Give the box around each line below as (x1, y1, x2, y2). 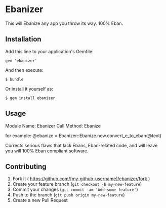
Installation (5, 35, 41, 44)
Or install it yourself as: (5, 86, 53, 92)
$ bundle (5, 77, 24, 82)
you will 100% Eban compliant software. (5, 148, 89, 154)
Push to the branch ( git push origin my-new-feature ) (12, 192, 125, 198)
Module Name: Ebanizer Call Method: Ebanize (5, 122, 101, 129)
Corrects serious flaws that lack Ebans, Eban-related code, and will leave (5, 142, 158, 148)
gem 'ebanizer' (5, 58, 37, 63)
